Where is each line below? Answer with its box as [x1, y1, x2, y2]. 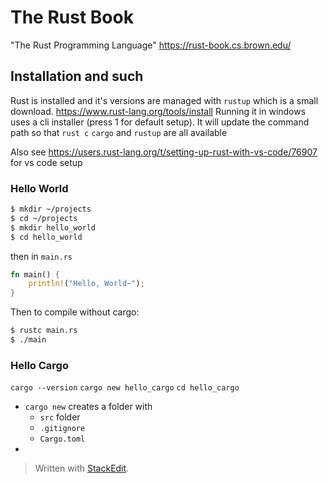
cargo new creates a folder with [24, 401, 153, 413]
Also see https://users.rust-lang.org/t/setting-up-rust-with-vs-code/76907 [10, 146, 318, 158]
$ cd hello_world [10, 232, 83, 242]
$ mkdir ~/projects [10, 204, 92, 215]
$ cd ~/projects [10, 213, 78, 223]
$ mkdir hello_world [10, 222, 97, 233]
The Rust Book [10, 6, 134, 29]
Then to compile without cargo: [10, 306, 140, 318]
